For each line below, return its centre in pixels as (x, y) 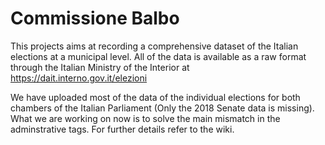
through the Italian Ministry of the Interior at (100, 67)
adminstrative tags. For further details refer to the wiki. (122, 129)
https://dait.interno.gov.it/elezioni (79, 78)
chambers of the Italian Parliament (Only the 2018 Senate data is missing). (162, 108)
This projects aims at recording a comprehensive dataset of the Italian (154, 46)
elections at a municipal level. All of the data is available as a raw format (158, 56)
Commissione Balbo (95, 18)
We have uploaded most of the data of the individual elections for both (155, 97)
